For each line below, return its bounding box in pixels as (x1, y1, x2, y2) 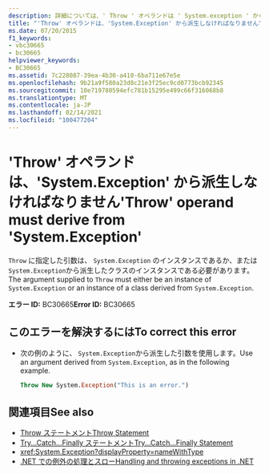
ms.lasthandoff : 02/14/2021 (8, 109, 102, 117)
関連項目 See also (8, 405, 94, 419)
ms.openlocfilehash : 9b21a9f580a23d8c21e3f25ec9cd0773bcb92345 (8, 79, 224, 87)
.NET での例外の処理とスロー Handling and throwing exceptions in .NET (19, 456, 255, 466)
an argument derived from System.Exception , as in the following (19, 357, 230, 367)
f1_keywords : (8, 34, 52, 43)
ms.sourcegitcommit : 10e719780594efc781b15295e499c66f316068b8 (8, 86, 224, 95)
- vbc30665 (8, 42, 45, 50)
